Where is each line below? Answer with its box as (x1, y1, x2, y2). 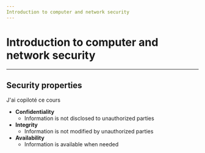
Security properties (6, 80, 82, 91)
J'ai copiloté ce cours (6, 96, 61, 104)
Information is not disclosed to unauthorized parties (24, 114, 154, 122)
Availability (15, 134, 45, 141)
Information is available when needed (24, 141, 119, 148)
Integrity (15, 121, 38, 129)
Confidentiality (15, 108, 55, 116)
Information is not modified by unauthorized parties (24, 128, 154, 135)
